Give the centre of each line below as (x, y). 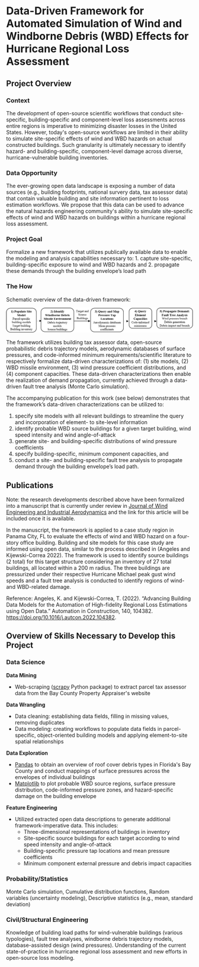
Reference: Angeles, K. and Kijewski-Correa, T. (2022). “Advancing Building (99, 598)
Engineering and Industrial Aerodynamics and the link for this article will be (97, 512)
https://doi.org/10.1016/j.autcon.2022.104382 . (61, 617)
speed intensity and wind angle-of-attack (65, 435)
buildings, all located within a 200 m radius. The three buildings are (88, 568)
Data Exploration (27, 753)
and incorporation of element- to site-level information (81, 422)
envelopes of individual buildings (55, 777)
